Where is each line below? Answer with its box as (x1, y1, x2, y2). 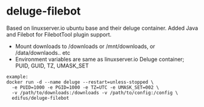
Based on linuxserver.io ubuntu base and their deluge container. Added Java (6, 24, 199, 32)
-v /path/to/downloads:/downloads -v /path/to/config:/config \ (12, 89, 178, 95)
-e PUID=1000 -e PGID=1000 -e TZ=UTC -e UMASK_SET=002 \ (12, 84, 160, 91)
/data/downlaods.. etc (15, 49, 71, 56)
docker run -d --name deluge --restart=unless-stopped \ (6, 79, 154, 85)
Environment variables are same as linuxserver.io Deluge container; (15, 55, 185, 63)
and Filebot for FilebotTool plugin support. (6, 30, 111, 38)
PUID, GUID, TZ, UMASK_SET (15, 62, 90, 69)
